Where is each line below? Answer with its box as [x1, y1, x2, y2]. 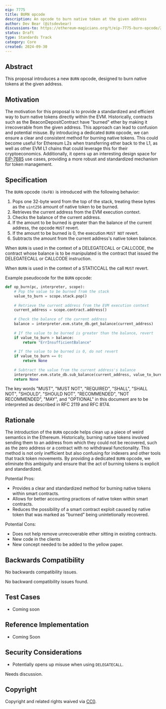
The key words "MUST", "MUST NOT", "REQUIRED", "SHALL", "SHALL [5, 386, 148, 392]
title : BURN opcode [5, 12, 45, 17]
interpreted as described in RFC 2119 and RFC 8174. [5, 402, 110, 408]
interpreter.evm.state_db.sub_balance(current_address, [14, 372, 132, 377]
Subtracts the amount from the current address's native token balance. [12, 235, 157, 241]
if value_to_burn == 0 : [14, 354, 63, 359]
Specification [5, 176, 47, 184]
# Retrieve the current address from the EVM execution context [14, 303, 149, 308]
